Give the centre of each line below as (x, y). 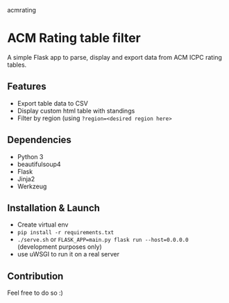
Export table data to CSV (52, 103)
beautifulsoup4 (39, 164)
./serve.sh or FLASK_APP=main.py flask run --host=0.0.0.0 (103, 240)
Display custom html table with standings (76, 110)
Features (27, 87)
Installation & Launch (54, 208)
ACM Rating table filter (74, 38)
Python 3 (30, 156)
